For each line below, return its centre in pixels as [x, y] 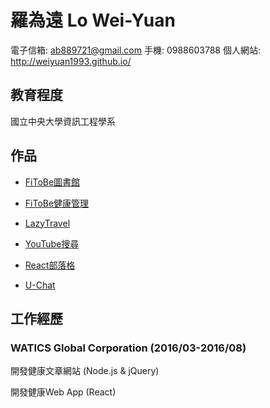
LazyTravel [47, 223]
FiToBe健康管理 [57, 203]
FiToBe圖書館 [52, 182]
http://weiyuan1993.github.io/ [71, 61]
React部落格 [50, 265]
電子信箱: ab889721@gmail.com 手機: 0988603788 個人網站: [135, 50]
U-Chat [40, 285]
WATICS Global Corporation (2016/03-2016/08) [128, 348]
